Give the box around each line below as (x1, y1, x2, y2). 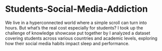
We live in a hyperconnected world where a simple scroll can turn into (5, 20, 147, 25)
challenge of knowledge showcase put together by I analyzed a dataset (5, 30, 151, 36)
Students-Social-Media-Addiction (5, 3, 148, 15)
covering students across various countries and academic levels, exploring (5, 35, 158, 41)
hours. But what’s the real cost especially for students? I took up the (5, 25, 143, 30)
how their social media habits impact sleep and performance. (5, 40, 130, 46)
